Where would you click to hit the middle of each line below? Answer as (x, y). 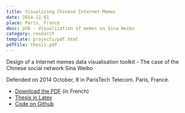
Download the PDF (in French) (52, 91)
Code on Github (34, 103)
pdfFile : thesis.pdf (32, 45)
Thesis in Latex (33, 97)
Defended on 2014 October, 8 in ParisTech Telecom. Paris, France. (88, 79)
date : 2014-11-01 (28, 17)
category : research (30, 34)
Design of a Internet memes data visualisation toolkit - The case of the (92, 62)
